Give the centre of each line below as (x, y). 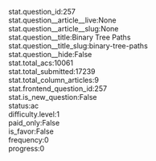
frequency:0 (29, 140)
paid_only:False (34, 123)
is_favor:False (31, 131)
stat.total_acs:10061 (41, 63)
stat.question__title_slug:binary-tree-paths (78, 46)
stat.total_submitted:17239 (52, 71)
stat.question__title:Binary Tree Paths (70, 37)
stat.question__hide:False (50, 54)
